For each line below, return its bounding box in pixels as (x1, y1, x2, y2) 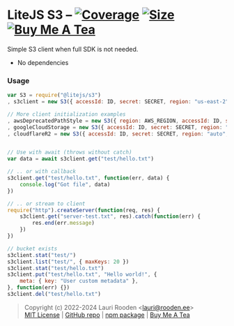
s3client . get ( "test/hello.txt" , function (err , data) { (7, 175, 170, 181)
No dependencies (17, 58, 69, 66)
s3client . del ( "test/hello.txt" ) (7, 290, 101, 298)
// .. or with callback (7, 168, 77, 175)
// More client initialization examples (7, 110, 127, 118)
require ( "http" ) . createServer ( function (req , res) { (7, 207, 160, 214)
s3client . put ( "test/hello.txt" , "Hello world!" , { (7, 271, 157, 279)
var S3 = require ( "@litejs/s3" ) (7, 91, 101, 99)
